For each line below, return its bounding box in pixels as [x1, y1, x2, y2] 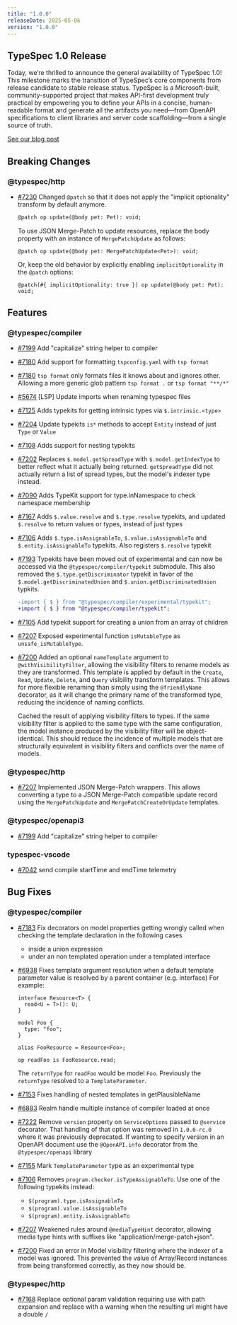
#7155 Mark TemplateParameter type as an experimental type [17, 1161, 195, 1169]
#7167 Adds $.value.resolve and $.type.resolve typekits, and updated [17, 512, 226, 521]
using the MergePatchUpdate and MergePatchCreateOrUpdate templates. [17, 798, 221, 806]
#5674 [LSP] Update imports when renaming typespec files [17, 393, 191, 401]
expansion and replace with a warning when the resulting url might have [17, 1302, 229, 1311]
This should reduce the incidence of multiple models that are [45, 734, 224, 743]
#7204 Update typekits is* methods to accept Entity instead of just [17, 420, 217, 429]
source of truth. [7, 121, 53, 129]
